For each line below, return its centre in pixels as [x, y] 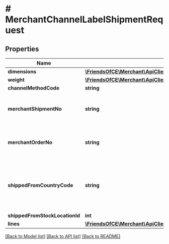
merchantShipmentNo [35, 109]
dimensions [22, 71]
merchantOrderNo [30, 142]
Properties [22, 49]
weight [16, 80]
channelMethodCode [33, 88]
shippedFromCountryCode [40, 185]
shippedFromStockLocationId [44, 215]
